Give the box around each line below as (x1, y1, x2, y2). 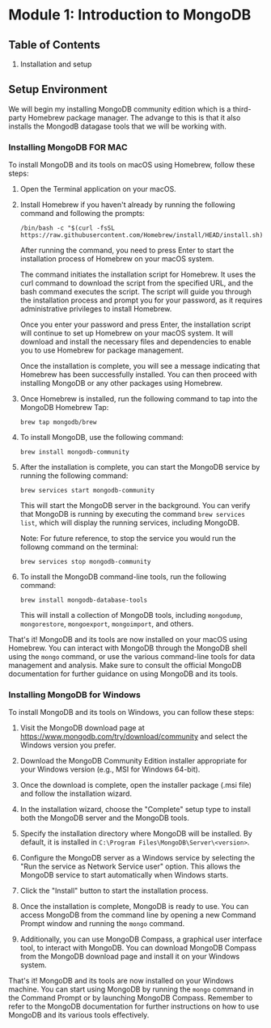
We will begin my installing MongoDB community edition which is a (8, 104, 231, 114)
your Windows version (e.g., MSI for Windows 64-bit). (19, 764, 201, 774)
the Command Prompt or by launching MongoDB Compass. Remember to (8, 993, 253, 1003)
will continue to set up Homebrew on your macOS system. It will (19, 328, 233, 338)
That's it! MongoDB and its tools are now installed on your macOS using (8, 635, 248, 645)
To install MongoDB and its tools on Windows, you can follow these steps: (8, 708, 255, 717)
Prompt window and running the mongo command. (19, 919, 185, 929)
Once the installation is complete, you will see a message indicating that (19, 362, 260, 371)
